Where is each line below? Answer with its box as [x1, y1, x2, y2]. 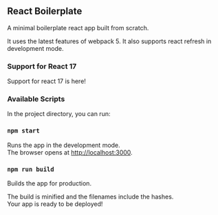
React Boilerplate [7, 5, 83, 17]
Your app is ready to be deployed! [7, 200, 103, 208]
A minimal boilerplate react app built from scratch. [7, 23, 149, 32]
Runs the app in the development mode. [7, 141, 120, 149]
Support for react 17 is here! [7, 77, 86, 85]
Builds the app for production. [7, 179, 91, 188]
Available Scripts [7, 94, 65, 104]
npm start [7, 127, 40, 135]
